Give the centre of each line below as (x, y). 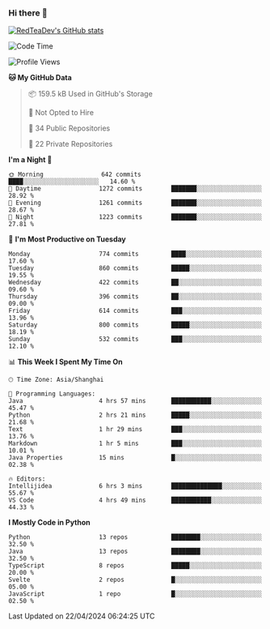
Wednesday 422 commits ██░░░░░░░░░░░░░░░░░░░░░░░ (135, 283)
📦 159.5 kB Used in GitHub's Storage (91, 94)
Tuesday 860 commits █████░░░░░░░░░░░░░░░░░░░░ (135, 268)
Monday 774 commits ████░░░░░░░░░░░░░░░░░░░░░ (135, 255)
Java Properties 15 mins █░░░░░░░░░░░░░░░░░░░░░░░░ (135, 458)
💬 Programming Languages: (52, 394)
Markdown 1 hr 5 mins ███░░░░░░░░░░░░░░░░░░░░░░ (135, 444)
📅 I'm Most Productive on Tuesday (67, 239)
